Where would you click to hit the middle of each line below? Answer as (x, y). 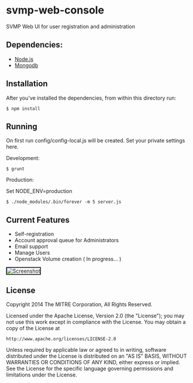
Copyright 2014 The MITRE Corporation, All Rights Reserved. (79, 304)
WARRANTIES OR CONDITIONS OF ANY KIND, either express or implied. (93, 362)
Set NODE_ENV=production (39, 191)
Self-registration (34, 234)
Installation (27, 84)
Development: (23, 158)
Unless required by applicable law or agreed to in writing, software (86, 350)
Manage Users (32, 253)
